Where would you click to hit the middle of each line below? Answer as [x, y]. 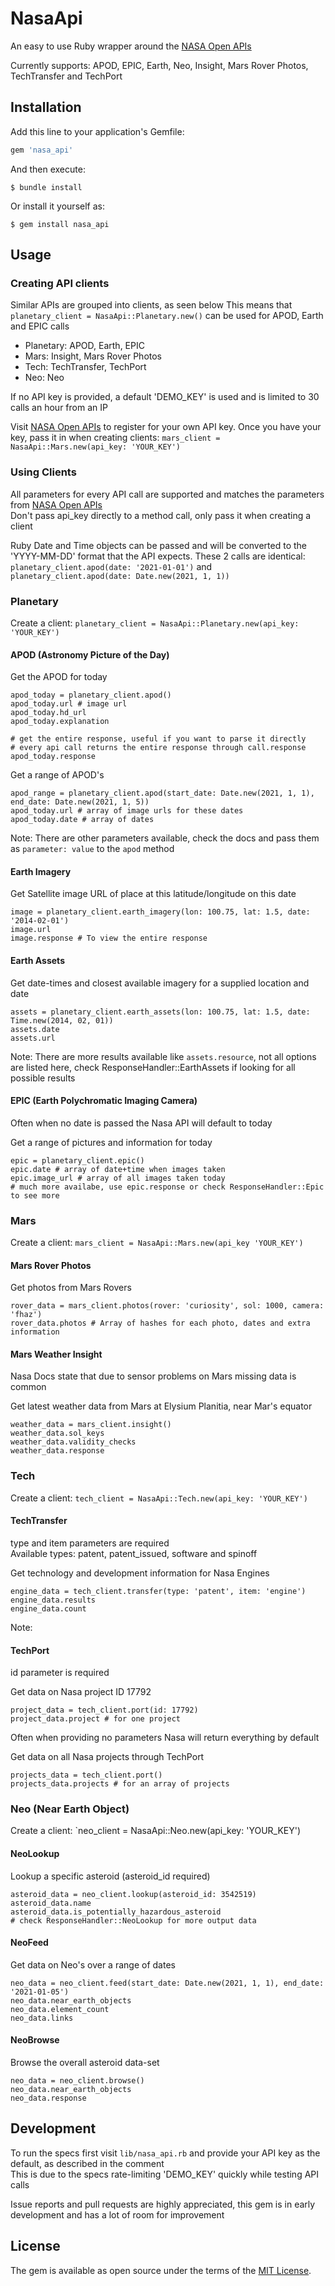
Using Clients [43, 472]
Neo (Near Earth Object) [70, 1809]
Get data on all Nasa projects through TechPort [107, 1757]
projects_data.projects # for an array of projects [120, 1784]
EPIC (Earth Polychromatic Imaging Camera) [104, 1101]
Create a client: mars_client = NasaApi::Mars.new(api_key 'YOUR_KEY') [157, 1243]
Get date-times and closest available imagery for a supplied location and [160, 983]
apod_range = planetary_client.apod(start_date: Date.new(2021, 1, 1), [162, 793]
